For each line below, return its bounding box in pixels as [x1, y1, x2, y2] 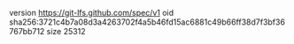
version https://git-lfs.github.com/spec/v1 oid [9, 8, 174, 18]
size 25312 [46, 26, 86, 36]
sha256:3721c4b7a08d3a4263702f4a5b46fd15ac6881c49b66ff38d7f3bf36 [9, 17, 286, 27]
